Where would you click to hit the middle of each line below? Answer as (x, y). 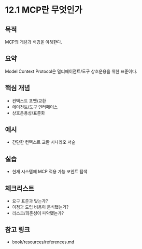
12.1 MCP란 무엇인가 (44, 10)
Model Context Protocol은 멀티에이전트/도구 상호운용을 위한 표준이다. (71, 71)
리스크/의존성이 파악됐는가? (38, 213)
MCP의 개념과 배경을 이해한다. (34, 42)
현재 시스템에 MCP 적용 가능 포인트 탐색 (50, 172)
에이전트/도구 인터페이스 (35, 107)
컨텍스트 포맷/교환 (29, 100)
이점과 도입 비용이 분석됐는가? (40, 207)
